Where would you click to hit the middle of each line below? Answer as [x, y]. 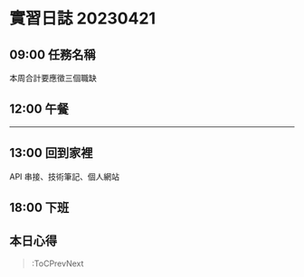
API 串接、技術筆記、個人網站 [65, 176]
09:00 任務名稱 [53, 55]
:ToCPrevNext [57, 263]
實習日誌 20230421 [83, 18]
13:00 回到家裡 [51, 153]
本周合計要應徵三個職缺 [53, 78]
